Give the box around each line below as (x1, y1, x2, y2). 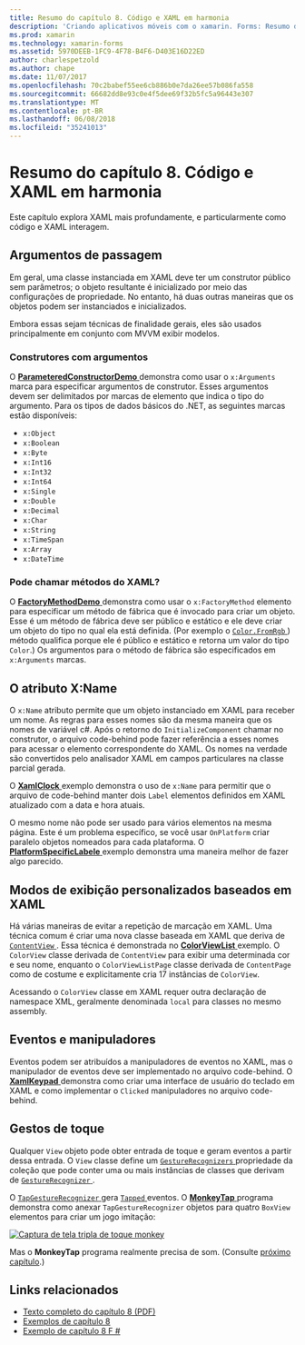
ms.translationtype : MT (9, 97, 100, 107)
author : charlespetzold (9, 55, 100, 65)
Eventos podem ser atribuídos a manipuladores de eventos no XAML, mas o (9, 1056, 293, 1067)
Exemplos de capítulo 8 (22, 1316, 111, 1327)
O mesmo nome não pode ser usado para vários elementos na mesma (9, 817, 272, 828)
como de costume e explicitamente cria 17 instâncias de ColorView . (9, 969, 261, 980)
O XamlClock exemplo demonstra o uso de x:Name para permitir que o (9, 781, 271, 792)
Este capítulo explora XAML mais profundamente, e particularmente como (9, 211, 287, 223)
